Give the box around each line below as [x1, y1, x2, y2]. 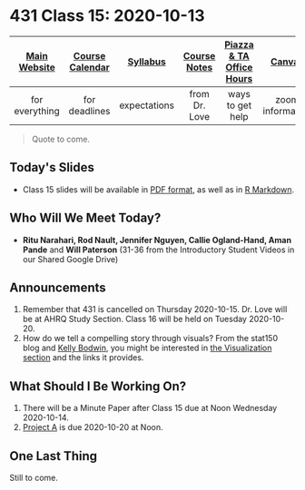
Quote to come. [31, 133, 91, 144]
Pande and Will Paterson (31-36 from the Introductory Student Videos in [22, 244, 295, 255]
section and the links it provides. [22, 352, 144, 363]
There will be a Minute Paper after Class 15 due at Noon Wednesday [22, 403, 278, 414]
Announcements [9, 279, 106, 295]
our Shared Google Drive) [22, 253, 119, 264]
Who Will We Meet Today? [9, 211, 162, 226]
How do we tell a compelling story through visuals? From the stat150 [22, 333, 279, 344]
